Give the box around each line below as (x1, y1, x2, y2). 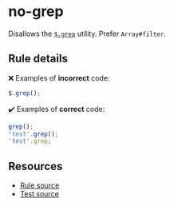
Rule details (8, 52, 68, 65)
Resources (8, 159, 63, 173)
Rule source (19, 180, 60, 190)
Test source (19, 189, 60, 199)
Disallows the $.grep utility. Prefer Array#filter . (8, 29, 166, 38)
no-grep (8, 2, 64, 21)
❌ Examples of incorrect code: (8, 73, 110, 82)
